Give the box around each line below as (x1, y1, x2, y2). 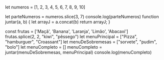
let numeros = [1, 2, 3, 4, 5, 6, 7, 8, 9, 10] (5, 4, 86, 10)
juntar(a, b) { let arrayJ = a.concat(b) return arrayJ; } (5, 19, 111, 25)
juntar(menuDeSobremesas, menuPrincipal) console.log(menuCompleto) (5, 49, 152, 55)
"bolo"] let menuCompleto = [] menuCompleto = (5, 44, 102, 50)
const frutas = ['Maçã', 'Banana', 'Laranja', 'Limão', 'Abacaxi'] (5, 29, 128, 34)
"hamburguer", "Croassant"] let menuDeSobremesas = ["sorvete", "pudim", (5, 39, 157, 45)
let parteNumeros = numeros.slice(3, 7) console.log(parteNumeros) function (5, 14, 159, 19)
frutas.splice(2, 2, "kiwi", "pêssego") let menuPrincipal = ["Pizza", (5, 34, 138, 39)
